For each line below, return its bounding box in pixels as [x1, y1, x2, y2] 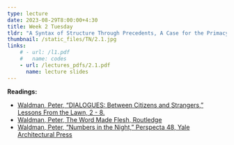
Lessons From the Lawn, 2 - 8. [17, 108, 105, 117]
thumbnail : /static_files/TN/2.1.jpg [7, 36, 117, 43]
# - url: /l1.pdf [19, 49, 70, 56]
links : [7, 42, 26, 49]
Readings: [7, 87, 38, 96]
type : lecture [7, 10, 49, 17]
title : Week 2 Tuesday [7, 23, 73, 30]
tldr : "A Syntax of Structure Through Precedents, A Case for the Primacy [7, 29, 229, 37]
